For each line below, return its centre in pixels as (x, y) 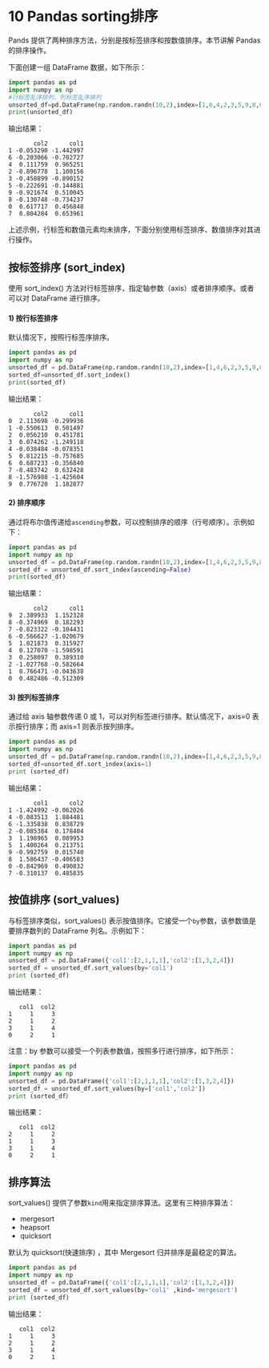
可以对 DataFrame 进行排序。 (56, 298)
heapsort (35, 1228)
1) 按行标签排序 (33, 318)
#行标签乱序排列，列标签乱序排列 (55, 97)
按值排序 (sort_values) (64, 900)
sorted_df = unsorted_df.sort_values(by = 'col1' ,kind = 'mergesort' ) (123, 1290)
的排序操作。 (29, 50)
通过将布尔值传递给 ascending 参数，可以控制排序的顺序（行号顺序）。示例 (128, 522)
